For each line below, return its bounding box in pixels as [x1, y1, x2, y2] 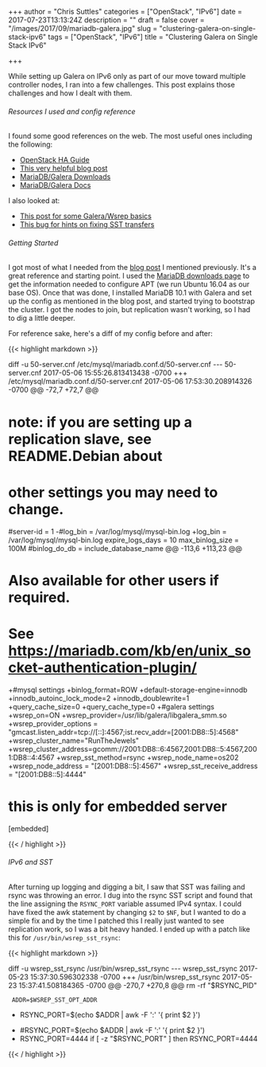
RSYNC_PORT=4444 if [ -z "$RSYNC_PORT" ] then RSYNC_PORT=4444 [19, 1034, 258, 1043]
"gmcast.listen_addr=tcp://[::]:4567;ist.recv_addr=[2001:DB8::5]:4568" [8, 727, 239, 737]
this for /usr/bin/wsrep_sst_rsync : [8, 932, 121, 942]
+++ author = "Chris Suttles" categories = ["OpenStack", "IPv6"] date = [8, 7, 243, 16]
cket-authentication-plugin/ [8, 659, 197, 676]
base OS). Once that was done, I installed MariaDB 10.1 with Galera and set [8, 288, 253, 298]
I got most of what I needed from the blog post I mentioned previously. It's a [8, 263, 256, 272]
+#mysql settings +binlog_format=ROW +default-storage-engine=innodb [8, 685, 248, 694]
